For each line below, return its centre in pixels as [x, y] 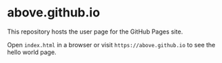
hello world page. [32, 52]
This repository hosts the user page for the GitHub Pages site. [95, 32]
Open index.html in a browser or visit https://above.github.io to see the [111, 45]
